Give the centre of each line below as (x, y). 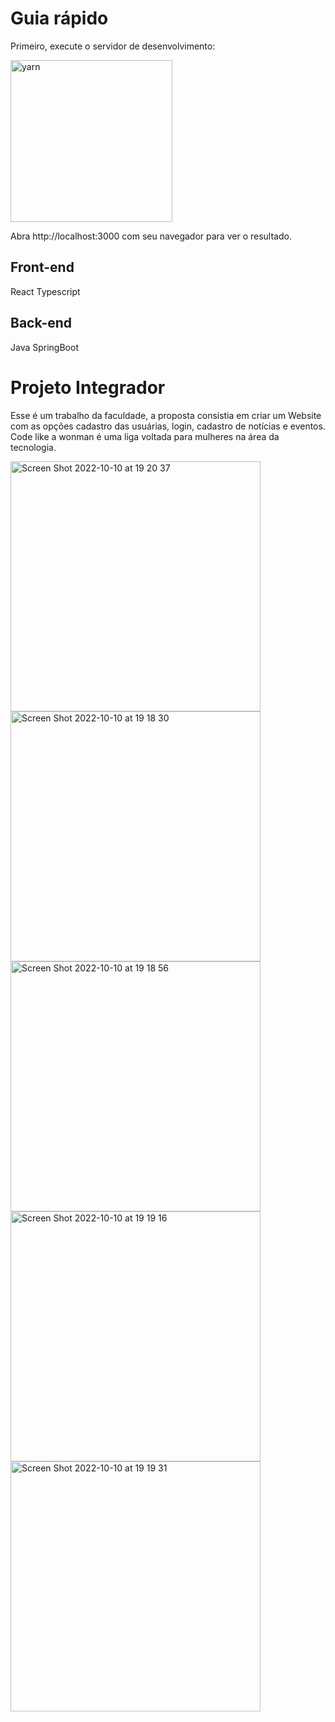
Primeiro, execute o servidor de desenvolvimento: (113, 46)
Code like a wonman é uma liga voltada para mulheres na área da (145, 436)
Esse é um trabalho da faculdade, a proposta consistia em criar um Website (166, 415)
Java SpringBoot (44, 347)
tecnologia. (33, 447)
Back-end (41, 323)
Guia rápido (59, 18)
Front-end (42, 267)
